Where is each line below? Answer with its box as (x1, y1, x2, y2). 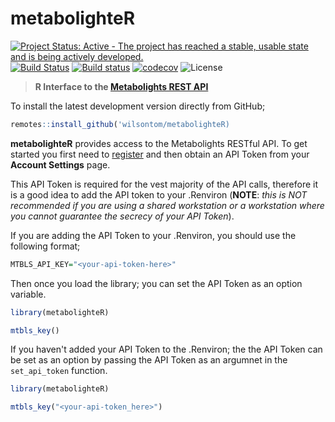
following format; (10, 240, 81, 252)
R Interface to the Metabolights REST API (34, 80, 209, 92)
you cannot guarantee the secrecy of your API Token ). (10, 210, 235, 222)
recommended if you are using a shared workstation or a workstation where (10, 199, 325, 211)
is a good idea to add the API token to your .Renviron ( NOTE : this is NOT (10, 188, 308, 201)
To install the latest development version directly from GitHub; (10, 100, 266, 112)
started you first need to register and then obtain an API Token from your (10, 148, 310, 160)
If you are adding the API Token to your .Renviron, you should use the (10, 229, 297, 241)
